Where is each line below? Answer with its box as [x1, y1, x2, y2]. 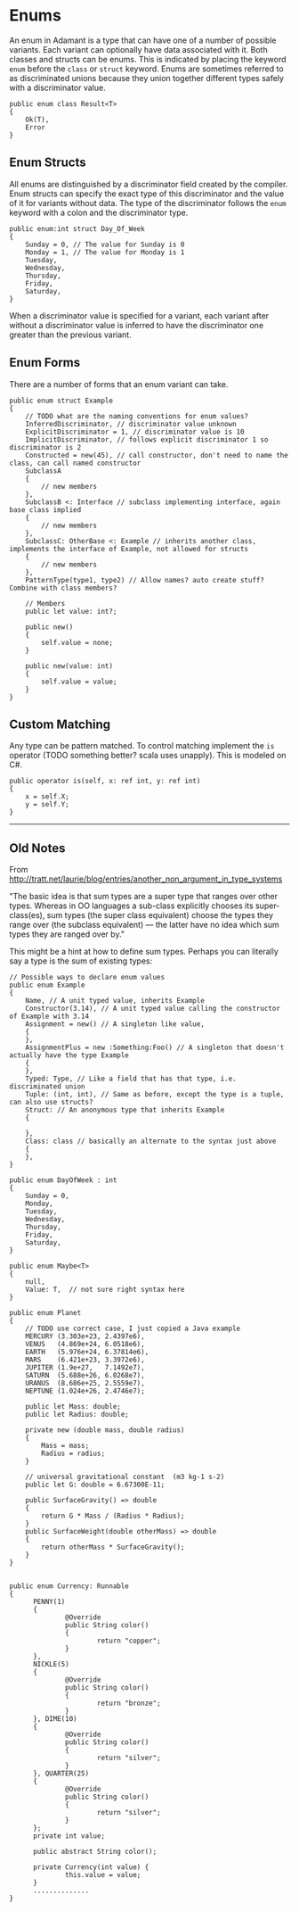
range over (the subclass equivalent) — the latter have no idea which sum [9, 920, 280, 931]
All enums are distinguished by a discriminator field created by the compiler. [9, 178, 288, 189]
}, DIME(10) [32, 1715, 77, 1724]
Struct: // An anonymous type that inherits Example [25, 1105, 225, 1115]
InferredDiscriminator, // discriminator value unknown [25, 419, 238, 428]
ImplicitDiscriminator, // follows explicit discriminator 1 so [25, 434, 269, 444]
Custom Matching [9, 716, 111, 732]
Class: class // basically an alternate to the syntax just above [25, 1137, 277, 1146]
